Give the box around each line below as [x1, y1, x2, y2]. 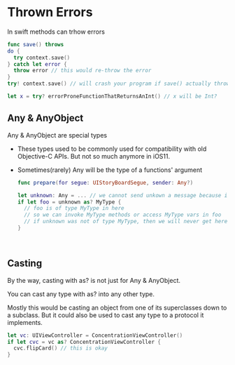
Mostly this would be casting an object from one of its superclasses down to [7, 303, 227, 312]
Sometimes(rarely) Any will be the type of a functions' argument [17, 166, 203, 174]
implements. [7, 318, 43, 326]
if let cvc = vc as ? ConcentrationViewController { [7, 338, 161, 345]
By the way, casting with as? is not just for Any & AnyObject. [7, 276, 180, 284]
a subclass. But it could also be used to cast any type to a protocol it [7, 310, 204, 319]
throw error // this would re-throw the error [13, 67, 152, 74]
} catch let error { [7, 60, 68, 67]
